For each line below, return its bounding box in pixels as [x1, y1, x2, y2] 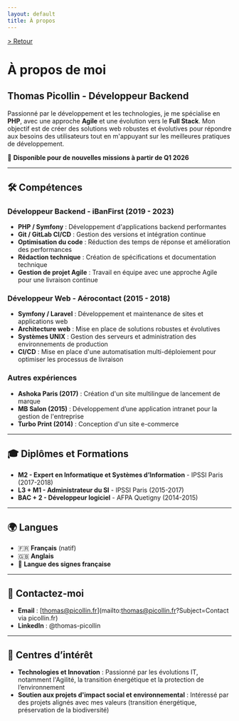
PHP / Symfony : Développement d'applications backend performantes [17, 223, 227, 231]
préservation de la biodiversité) [17, 706, 110, 715]
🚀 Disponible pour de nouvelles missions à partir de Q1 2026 [7, 153, 190, 161]
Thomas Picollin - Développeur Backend [7, 90, 189, 102]
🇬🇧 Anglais [17, 552, 55, 560]
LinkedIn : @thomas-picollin [17, 622, 101, 630]
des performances [17, 246, 73, 254]
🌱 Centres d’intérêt [7, 649, 93, 661]
